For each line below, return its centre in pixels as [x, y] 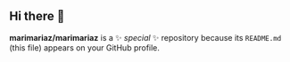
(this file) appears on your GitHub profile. [85, 47]
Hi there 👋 [37, 16]
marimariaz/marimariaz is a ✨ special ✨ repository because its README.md [145, 37]
